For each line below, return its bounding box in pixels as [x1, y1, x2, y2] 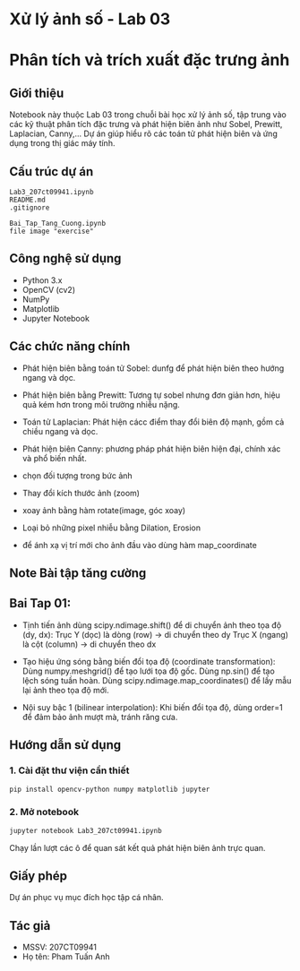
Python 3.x [21, 274, 63, 286]
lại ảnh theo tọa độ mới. [21, 684, 109, 695]
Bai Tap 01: [9, 596, 72, 611]
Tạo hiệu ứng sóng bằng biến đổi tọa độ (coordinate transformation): [21, 656, 276, 666]
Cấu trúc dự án [9, 164, 94, 179]
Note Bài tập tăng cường [9, 565, 147, 581]
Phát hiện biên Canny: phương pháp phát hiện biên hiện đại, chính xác [21, 443, 281, 454]
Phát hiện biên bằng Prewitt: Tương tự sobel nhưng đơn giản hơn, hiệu [21, 390, 280, 400]
